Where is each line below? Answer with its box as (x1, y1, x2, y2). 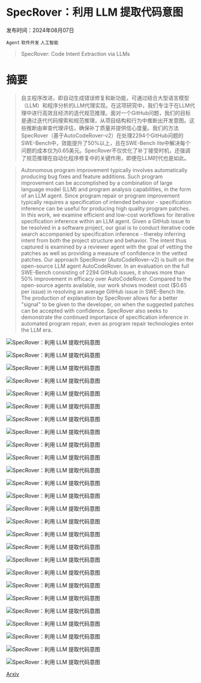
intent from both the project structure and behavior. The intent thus (20, 236, 187, 244)
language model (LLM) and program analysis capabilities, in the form (20, 185, 191, 193)
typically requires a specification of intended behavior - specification (20, 198, 192, 205)
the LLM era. (20, 326, 53, 333)
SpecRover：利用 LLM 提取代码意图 (6, 5, 184, 19)
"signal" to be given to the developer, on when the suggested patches (20, 300, 194, 308)
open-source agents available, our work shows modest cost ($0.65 (20, 281, 187, 289)
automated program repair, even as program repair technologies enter (20, 320, 194, 327)
